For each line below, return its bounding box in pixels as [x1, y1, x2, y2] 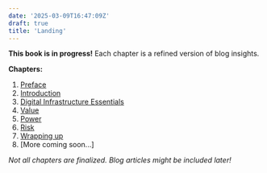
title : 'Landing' [8, 27, 67, 35]
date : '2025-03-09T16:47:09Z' [8, 11, 111, 20]
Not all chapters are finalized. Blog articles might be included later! [8, 155, 232, 165]
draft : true [8, 19, 48, 27]
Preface [19, 80, 47, 89]
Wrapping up [19, 131, 64, 141]
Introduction [19, 89, 61, 98]
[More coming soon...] [19, 140, 94, 150]
